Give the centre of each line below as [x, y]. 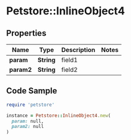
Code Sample [32, 91]
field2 [69, 70]
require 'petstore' [31, 105]
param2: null [28, 127]
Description [78, 50]
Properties [26, 33]
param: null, [28, 121]
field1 [69, 60]
